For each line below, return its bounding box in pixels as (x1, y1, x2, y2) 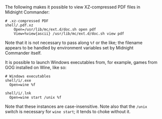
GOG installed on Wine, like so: (5, 65, 67, 70)
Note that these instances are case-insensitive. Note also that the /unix (5, 104, 147, 109)
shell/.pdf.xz (5, 23, 34, 28)
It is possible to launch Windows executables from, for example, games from (5, 59, 158, 65)
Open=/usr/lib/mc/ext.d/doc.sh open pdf (14, 27, 96, 32)
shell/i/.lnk (5, 91, 31, 96)
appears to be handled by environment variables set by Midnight (5, 45, 134, 50)
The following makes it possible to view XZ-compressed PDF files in (5, 4, 141, 10)
